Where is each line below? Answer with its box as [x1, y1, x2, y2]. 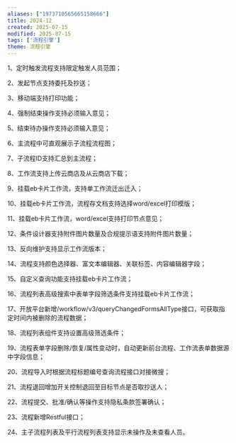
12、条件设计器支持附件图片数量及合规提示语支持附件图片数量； [7, 230, 194, 237]
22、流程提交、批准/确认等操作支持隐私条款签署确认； [7, 398, 167, 406]
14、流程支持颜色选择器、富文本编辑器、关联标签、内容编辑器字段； [7, 259, 207, 268]
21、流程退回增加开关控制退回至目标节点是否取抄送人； [7, 383, 169, 391]
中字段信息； [7, 352, 45, 361]
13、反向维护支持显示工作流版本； [7, 245, 108, 252]
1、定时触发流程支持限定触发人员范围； [7, 64, 122, 72]
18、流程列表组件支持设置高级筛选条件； [7, 329, 126, 337]
